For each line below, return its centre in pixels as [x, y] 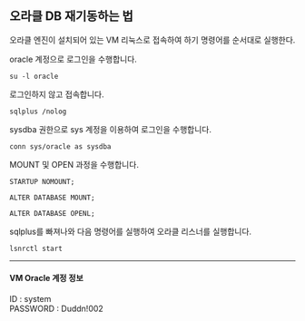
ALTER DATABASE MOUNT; [52, 198]
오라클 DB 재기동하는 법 [71, 16]
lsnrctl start [36, 248]
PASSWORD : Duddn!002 [57, 309]
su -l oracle [34, 76]
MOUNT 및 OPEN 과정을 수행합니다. [74, 164]
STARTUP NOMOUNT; [42, 181]
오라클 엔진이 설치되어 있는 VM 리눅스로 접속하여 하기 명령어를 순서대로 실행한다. [152, 40]
